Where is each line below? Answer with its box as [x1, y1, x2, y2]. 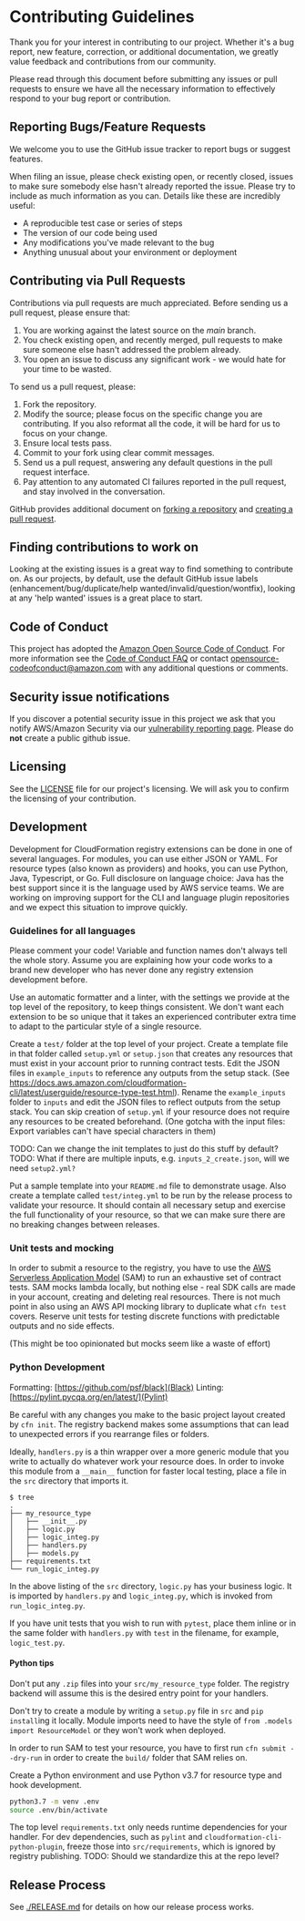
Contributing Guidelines [9, 6, 195, 27]
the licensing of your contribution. [9, 793, 137, 804]
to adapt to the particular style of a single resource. [9, 1021, 202, 1032]
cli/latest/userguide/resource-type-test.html [9, 1086, 175, 1097]
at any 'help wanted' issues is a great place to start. [9, 592, 203, 603]
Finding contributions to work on [9, 539, 198, 555]
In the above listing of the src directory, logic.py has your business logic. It [9, 1580, 292, 1591]
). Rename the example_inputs [174, 1086, 287, 1097]
